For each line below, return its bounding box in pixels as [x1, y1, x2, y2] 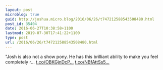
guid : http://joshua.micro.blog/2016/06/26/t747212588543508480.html [5, 16, 155, 21]
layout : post [5, 7, 33, 12]
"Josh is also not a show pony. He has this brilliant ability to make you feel [5, 53, 158, 59]
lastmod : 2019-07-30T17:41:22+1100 [5, 30, 80, 35]
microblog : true [5, 12, 39, 17]
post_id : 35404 [5, 21, 37, 26]
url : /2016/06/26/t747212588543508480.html [5, 40, 98, 45]
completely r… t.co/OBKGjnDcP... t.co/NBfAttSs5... [5, 58, 110, 65]
